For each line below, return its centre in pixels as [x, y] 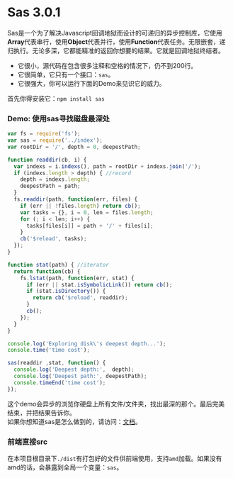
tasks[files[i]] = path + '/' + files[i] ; [90, 226]
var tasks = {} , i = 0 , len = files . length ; [87, 212]
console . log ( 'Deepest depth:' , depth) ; [74, 369]
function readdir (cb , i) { [47, 160]
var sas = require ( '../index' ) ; [55, 140]
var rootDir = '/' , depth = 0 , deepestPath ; [74, 147]
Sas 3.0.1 [34, 12]
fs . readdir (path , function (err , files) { [76, 199]
